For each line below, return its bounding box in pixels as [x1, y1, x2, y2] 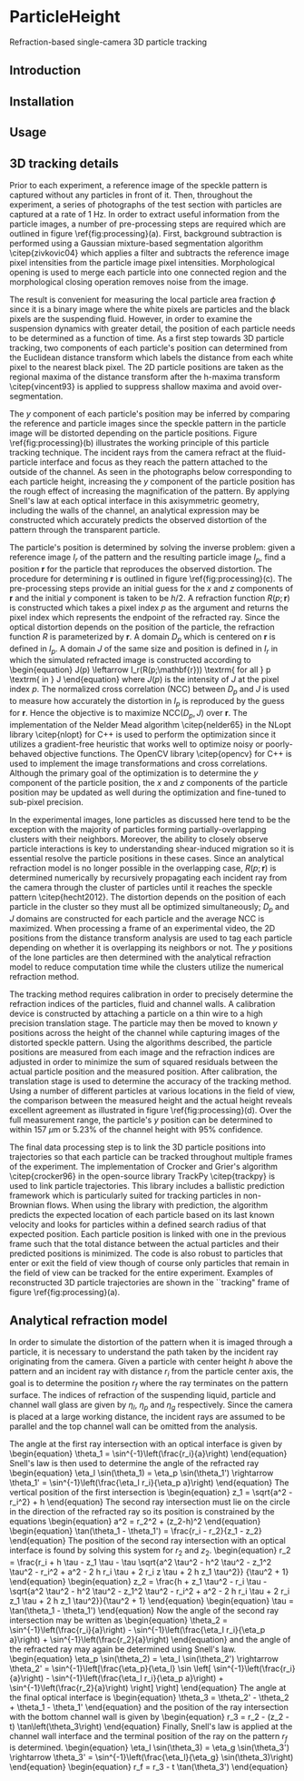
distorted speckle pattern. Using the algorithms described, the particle [9, 1037, 272, 1048]
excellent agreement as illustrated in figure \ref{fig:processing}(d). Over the [9, 1104, 292, 1115]
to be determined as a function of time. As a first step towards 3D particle [9, 332, 285, 343]
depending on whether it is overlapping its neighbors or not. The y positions [9, 941, 293, 952]
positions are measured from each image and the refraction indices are [9, 1046, 275, 1057]
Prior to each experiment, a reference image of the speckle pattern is [9, 179, 268, 190]
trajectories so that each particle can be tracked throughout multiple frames [9, 1151, 293, 1162]
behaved [9, 748, 43, 759]
